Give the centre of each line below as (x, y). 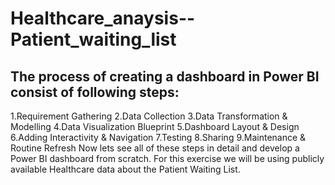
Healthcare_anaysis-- (103, 18)
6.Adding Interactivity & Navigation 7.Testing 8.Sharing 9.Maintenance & (158, 137)
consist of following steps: (95, 92)
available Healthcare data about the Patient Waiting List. (125, 169)
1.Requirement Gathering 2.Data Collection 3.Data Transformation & (149, 116)
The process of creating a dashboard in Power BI (165, 76)
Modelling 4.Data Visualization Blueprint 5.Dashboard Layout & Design (155, 126)
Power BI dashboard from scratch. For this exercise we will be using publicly (167, 158)
